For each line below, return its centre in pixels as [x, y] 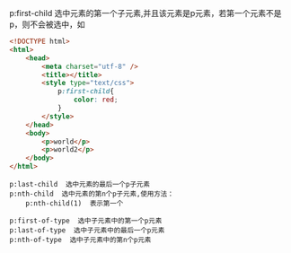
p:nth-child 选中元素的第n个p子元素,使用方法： [92, 194]
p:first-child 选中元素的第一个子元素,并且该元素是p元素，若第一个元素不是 [145, 13]
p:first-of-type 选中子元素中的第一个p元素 [86, 221]
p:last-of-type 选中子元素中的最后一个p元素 [87, 231]
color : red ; [96, 100]
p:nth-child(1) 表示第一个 [75, 204]
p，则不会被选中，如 [47, 24]
